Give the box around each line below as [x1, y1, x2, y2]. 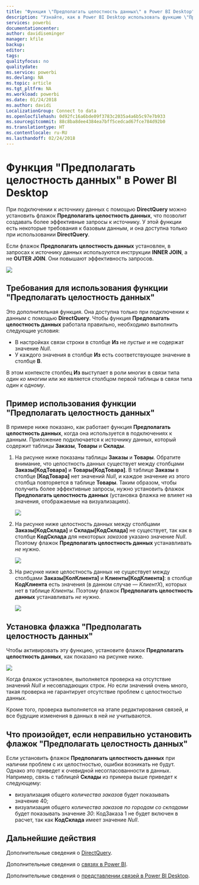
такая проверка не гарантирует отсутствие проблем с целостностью [6, 688, 182, 695]
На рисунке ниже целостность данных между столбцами [14, 521, 161, 528]
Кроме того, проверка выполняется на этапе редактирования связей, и [6, 706, 188, 713]
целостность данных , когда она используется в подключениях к [6, 430, 172, 437]
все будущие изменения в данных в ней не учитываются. [6, 712, 152, 720]
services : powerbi [6, 20, 52, 25]
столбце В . [14, 357, 43, 364]
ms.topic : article [6, 81, 52, 86]
